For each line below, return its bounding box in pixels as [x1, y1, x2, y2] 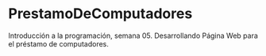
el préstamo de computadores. [8, 39, 110, 48]
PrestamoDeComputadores [8, 5, 193, 23]
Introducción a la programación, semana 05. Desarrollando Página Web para [8, 31, 258, 40]
